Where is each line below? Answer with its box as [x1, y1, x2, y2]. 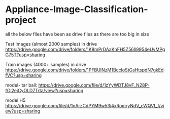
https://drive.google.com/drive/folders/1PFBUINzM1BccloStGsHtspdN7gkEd [5, 67, 164, 73]
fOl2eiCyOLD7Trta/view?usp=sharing [5, 87, 84, 93]
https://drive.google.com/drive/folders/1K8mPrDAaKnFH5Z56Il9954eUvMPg [5, 46, 165, 52]
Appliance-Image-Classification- [5, 4, 148, 15]
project [5, 14, 37, 26]
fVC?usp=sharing [5, 72, 42, 78]
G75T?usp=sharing [5, 52, 46, 58]
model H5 [5, 97, 26, 103]
